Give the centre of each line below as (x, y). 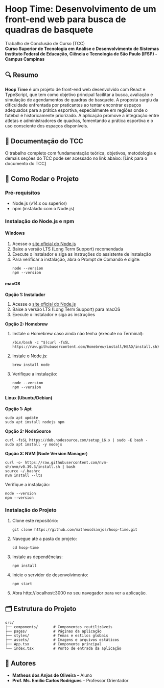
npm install (24, 566)
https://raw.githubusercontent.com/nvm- (67, 462)
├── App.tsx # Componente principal (53, 644)
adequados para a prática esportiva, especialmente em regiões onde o (76, 110)
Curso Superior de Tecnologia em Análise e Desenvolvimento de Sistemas (82, 49)
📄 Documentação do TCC (44, 141)
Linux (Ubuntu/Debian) (29, 398)
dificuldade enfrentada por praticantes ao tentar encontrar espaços (73, 105)
